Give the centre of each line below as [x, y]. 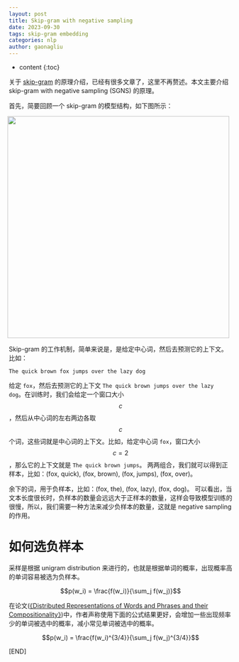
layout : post [28, 14]
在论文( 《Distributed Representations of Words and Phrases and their [109, 605]
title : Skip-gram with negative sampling [71, 21]
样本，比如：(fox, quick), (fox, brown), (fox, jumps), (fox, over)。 [103, 474]
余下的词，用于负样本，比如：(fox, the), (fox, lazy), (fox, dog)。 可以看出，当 [121, 489]
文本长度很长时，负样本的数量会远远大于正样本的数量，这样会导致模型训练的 [121, 498]
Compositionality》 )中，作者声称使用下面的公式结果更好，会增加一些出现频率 [120, 614]
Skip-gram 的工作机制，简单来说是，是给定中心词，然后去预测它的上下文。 [118, 349]
